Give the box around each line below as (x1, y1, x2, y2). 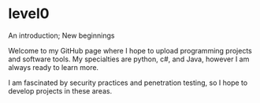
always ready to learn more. (8, 62, 99, 72)
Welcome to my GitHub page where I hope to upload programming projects (8, 46, 252, 55)
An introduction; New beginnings (8, 31, 115, 40)
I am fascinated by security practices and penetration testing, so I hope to (8, 78, 248, 87)
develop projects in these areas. (8, 86, 113, 95)
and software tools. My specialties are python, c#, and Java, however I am (8, 54, 250, 64)
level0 (8, 5, 50, 23)
